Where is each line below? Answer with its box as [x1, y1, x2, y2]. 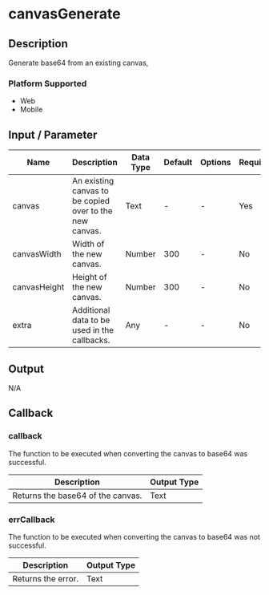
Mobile [19, 105, 43, 115]
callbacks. [71, 334, 110, 346]
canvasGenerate [8, 5, 122, 23]
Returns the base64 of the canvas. [12, 490, 143, 501]
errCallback [8, 514, 55, 525]
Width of [71, 238, 105, 249]
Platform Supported [8, 78, 87, 89]
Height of [71, 272, 107, 283]
